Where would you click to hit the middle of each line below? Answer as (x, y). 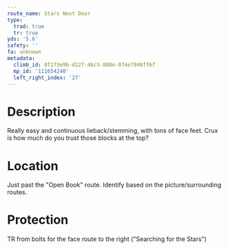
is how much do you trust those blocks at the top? (78, 138)
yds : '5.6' (23, 39)
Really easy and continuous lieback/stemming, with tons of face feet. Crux (113, 131)
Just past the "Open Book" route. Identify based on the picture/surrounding (114, 185)
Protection (38, 220)
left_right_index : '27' (47, 77)
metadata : (21, 59)
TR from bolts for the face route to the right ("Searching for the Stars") (107, 239)
